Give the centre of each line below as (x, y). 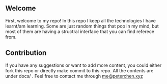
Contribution (26, 53)
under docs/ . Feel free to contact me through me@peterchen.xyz (74, 76)
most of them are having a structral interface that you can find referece (80, 31)
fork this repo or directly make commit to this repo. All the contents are (79, 70)
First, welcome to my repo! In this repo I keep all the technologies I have (81, 20)
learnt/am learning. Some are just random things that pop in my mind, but (82, 26)
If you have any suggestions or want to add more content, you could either (83, 65)
